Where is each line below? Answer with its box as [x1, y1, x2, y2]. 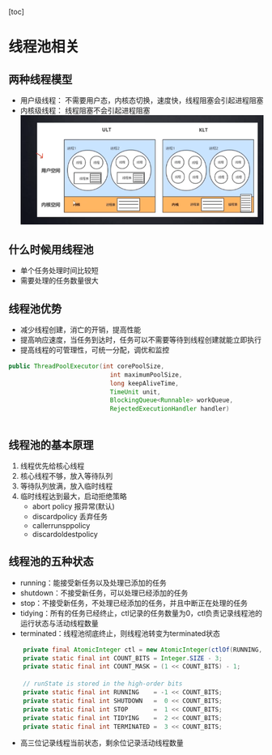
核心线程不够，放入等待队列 [19, 471, 113, 480]
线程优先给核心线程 [19, 461, 85, 471]
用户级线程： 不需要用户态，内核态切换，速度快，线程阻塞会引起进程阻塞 [19, 96, 264, 105]
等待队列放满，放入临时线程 [19, 481, 113, 491]
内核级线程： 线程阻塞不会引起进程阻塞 [19, 105, 151, 115]
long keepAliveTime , [109, 379, 180, 387]
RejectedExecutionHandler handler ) [109, 405, 230, 413]
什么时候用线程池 [8, 242, 94, 256]
